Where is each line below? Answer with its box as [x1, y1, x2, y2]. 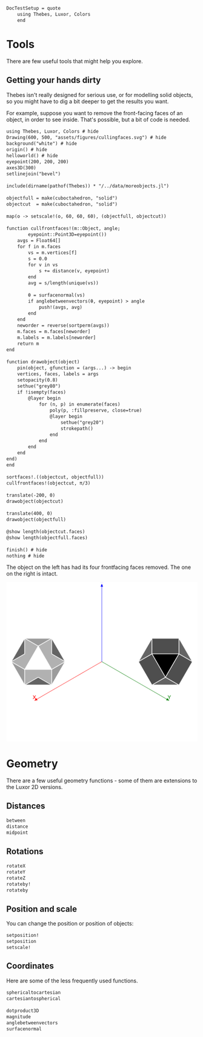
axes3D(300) [6, 164, 36, 171]
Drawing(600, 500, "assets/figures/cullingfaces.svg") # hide [6, 134, 167, 141]
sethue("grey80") [17, 383, 61, 389]
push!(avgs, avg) [38, 304, 83, 310]
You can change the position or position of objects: [6, 919, 134, 927]
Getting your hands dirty [6, 75, 101, 86]
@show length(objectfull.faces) [6, 534, 88, 541]
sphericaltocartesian [6, 989, 61, 996]
